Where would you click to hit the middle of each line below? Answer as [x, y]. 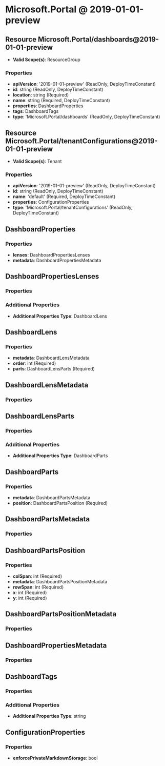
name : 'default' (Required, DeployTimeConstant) [64, 197]
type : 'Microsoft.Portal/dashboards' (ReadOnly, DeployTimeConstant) [86, 117]
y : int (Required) [30, 598]
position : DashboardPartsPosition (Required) [60, 503]
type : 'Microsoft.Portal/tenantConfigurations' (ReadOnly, [73, 208]
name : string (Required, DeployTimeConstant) [61, 101]
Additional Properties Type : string [49, 716]
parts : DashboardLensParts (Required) [54, 369]
